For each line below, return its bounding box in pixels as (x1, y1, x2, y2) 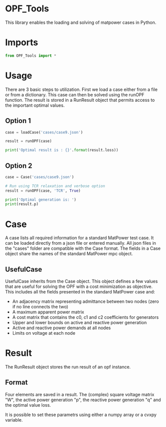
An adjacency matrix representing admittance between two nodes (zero (12, 298, 160, 304)
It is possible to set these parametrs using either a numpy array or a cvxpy (5, 412, 157, 418)
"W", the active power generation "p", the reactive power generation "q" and (5, 397, 161, 403)
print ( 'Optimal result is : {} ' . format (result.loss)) (5, 147, 119, 153)
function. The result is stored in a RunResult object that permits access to (5, 97, 155, 103)
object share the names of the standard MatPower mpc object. (5, 251, 133, 257)
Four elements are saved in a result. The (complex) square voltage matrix (5, 391, 155, 397)
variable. (5, 417, 23, 423)
